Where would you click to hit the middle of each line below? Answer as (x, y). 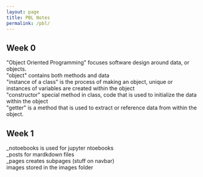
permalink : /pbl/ (28, 23)
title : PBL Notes (28, 18)
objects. (16, 69)
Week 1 (20, 134)
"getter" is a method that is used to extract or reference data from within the (102, 108)
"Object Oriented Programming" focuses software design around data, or (98, 63)
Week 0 (21, 48)
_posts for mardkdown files (40, 154)
